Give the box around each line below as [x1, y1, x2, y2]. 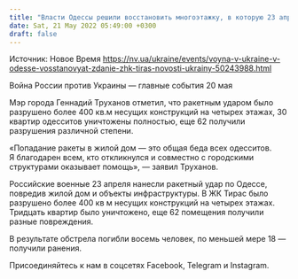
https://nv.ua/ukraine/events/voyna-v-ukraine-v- [102, 54, 281, 65]
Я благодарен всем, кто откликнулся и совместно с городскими [9, 152, 255, 163]
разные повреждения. [9, 216, 94, 227]
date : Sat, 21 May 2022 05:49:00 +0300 [9, 21, 157, 30]
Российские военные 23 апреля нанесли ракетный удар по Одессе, [9, 179, 268, 190]
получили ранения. [9, 243, 82, 253]
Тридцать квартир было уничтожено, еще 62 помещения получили [9, 207, 264, 218]
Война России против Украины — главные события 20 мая [9, 81, 233, 91]
